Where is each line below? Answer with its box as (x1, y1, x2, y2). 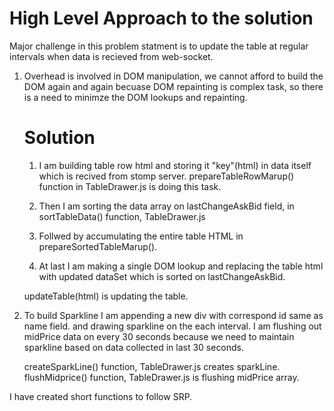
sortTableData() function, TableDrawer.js (38, 210, 206, 222)
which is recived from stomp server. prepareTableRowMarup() (38, 170, 295, 182)
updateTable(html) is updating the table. (23, 290, 189, 302)
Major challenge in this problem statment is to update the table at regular (9, 40, 309, 52)
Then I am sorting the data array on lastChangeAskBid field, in (38, 200, 295, 212)
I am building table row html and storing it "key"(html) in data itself (38, 159, 312, 171)
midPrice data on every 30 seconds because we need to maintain (23, 330, 295, 342)
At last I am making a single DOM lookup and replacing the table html (38, 260, 324, 272)
